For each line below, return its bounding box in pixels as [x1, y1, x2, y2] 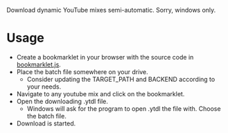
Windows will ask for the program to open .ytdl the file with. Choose [26, 104, 221, 113]
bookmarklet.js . [16, 60, 62, 69]
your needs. [26, 82, 62, 91]
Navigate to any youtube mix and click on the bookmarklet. [16, 89, 185, 98]
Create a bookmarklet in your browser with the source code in [16, 53, 194, 61]
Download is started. [16, 119, 76, 127]
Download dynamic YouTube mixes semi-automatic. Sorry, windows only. [6, 6, 216, 14]
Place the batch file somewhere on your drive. [16, 67, 148, 76]
